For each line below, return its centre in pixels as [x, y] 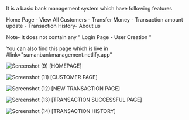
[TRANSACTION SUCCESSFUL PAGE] [97, 100]
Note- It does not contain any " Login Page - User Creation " [79, 37]
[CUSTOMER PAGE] [74, 77]
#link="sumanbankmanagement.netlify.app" [59, 54]
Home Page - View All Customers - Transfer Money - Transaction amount [94, 20]
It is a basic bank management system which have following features [89, 8]
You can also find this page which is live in [57, 48]
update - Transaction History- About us [53, 26]
